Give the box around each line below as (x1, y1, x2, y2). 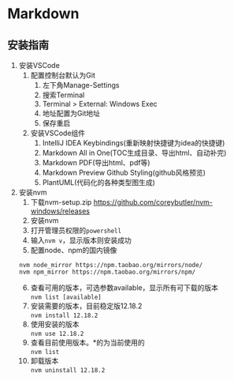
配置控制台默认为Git (30, 70, 96, 80)
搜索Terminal (42, 90, 85, 100)
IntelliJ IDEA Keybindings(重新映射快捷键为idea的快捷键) (42, 138, 225, 147)
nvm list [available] (30, 293, 102, 301)
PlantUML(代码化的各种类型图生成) (42, 178, 155, 187)
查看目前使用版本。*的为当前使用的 (30, 338, 145, 347)
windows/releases (30, 206, 91, 216)
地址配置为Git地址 (42, 108, 100, 118)
